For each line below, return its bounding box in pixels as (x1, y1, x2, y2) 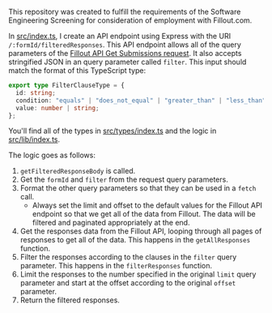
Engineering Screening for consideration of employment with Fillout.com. (8, 15, 253, 25)
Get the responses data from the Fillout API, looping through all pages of (19, 226, 262, 236)
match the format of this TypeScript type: (8, 66, 147, 75)
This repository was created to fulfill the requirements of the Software (8, 7, 241, 16)
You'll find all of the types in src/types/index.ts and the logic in (8, 126, 217, 136)
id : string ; (15, 88, 57, 96)
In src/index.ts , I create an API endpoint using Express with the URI (8, 32, 232, 41)
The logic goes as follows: (8, 150, 96, 161)
